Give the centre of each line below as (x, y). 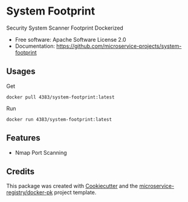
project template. (75, 192)
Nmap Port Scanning (41, 152)
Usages (21, 72)
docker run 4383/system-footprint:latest (59, 119)
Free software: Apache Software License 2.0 (70, 39)
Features (23, 138)
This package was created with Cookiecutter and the (72, 186)
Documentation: (35, 46)
